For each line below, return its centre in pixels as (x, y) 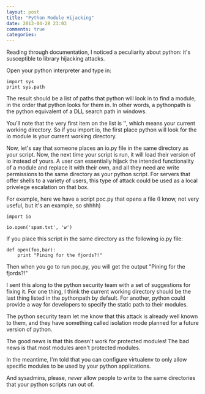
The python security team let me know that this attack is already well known (102, 316)
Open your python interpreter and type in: (59, 70)
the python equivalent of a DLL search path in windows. (76, 111)
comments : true (26, 29)
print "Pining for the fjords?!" (60, 255)
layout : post (23, 12)
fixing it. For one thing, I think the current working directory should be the (99, 292)
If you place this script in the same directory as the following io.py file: (95, 239)
